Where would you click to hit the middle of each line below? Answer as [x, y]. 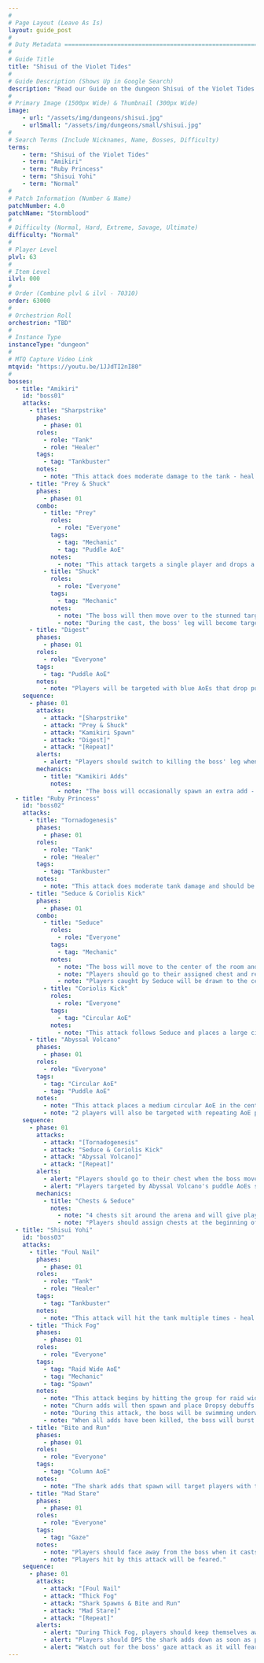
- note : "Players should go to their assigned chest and [152, 974]
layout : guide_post [40, 30]
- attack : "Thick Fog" [80, 1596]
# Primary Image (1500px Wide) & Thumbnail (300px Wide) [103, 103]
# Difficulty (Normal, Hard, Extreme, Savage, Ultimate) [103, 228]
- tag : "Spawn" [68, 1384]
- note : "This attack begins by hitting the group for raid [143, 1399]
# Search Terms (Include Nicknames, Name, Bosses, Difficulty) [114, 140]
